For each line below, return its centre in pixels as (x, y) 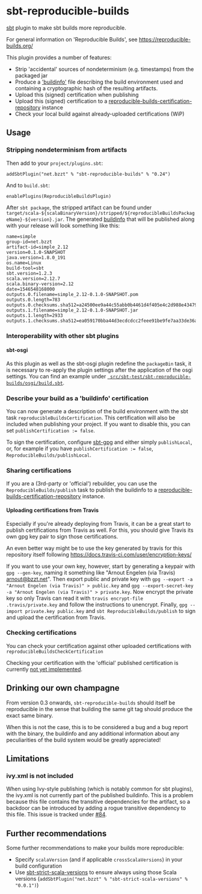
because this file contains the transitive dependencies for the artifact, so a (98, 802)
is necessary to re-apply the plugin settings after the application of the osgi (99, 370)
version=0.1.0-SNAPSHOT (36, 252)
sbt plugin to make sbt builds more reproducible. (66, 28)
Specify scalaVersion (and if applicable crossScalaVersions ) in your (99, 860)
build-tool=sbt (25, 268)
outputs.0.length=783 (33, 300)
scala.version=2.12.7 (33, 279)
